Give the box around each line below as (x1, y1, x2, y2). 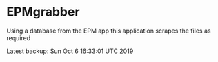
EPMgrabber (6, 4, 80, 20)
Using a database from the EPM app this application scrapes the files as (6, 27, 211, 35)
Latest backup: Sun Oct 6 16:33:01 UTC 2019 (6, 47, 134, 55)
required (6, 33, 31, 42)
